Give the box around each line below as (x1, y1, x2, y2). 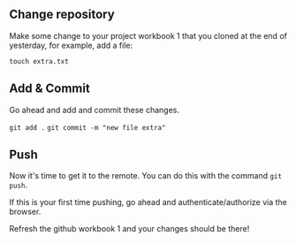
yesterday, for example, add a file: (9, 40, 133, 50)
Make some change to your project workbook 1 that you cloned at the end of (9, 30, 287, 41)
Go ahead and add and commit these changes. (9, 104, 179, 115)
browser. (9, 207, 42, 217)
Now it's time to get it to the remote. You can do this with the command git (9, 171, 283, 181)
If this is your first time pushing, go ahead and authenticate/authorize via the (9, 197, 287, 208)
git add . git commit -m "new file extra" (9, 123, 166, 132)
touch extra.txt (9, 57, 69, 65)
